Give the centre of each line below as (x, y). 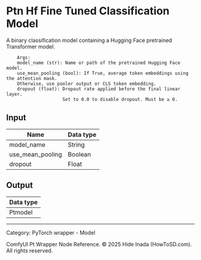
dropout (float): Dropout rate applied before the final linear (99, 89)
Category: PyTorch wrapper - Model (51, 233)
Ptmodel (21, 212)
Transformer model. (31, 47)
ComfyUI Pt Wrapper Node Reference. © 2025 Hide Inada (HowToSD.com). (99, 244)
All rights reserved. (30, 250)
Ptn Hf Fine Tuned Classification (88, 11)
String (76, 145)
